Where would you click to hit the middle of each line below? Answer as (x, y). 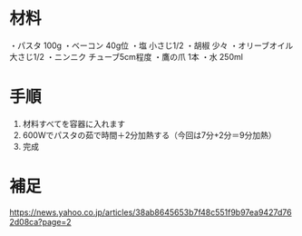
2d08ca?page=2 (40, 221)
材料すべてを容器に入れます (73, 123)
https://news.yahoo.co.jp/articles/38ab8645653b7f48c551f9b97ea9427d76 (151, 212)
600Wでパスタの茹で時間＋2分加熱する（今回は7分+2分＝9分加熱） (149, 135)
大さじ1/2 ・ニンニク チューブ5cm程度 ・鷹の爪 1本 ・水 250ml (126, 56)
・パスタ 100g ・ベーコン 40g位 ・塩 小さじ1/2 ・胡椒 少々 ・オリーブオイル (151, 45)
